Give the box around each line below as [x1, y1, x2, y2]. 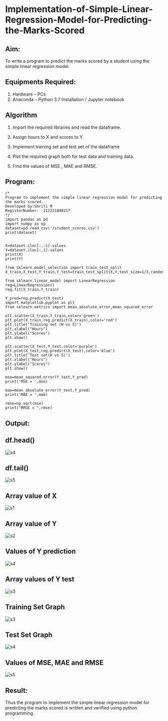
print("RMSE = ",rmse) [5, 406, 52, 411]
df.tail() [5, 464, 29, 473]
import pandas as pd [5, 217, 48, 222]
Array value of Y [5, 519, 57, 528]
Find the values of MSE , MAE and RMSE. [12, 163, 97, 169]
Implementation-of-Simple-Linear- [5, 4, 153, 15]
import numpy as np [5, 221, 46, 226]
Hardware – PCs [12, 91, 46, 97]
